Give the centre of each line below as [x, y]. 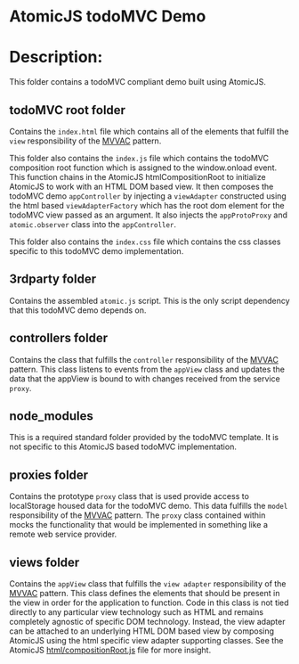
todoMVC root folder [68, 110]
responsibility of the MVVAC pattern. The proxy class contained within [137, 515]
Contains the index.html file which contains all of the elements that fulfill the [149, 131]
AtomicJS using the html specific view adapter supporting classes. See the [146, 640]
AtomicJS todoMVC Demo [108, 16]
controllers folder [59, 338]
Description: [56, 57]
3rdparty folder [53, 279]
